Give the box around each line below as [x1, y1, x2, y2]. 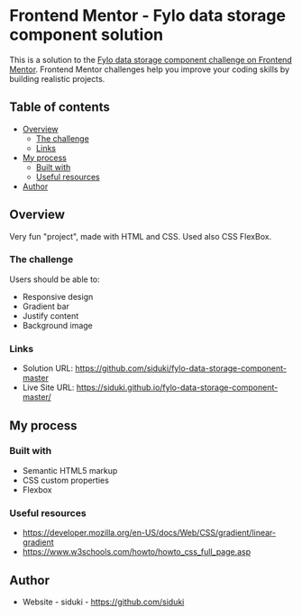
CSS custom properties [22, 475, 110, 485]
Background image [22, 320, 93, 331]
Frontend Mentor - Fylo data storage [9, 5, 287, 26]
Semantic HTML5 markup [22, 465, 118, 476]
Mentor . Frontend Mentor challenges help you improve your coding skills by [9, 64, 290, 75]
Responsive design [22, 291, 94, 302]
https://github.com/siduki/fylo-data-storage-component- [75, 363, 287, 374]
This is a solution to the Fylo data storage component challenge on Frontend [9, 54, 293, 65]
